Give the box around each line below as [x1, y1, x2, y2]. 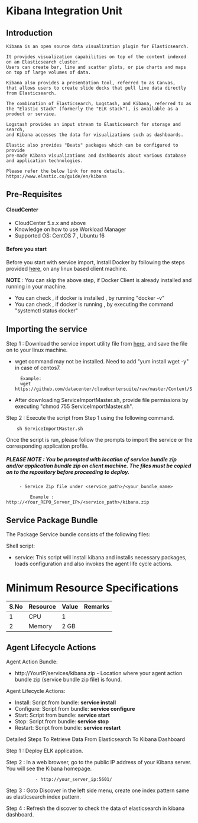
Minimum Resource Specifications [6, 581, 179, 594]
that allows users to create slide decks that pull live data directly [6, 85, 186, 91]
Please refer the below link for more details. [6, 168, 126, 174]
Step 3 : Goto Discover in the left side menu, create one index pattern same [6, 787, 190, 794]
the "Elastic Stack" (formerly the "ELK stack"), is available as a [6, 106, 178, 112]
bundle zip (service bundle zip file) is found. [14, 676, 122, 683]
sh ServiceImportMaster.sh [17, 426, 83, 432]
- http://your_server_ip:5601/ [35, 777, 112, 783]
